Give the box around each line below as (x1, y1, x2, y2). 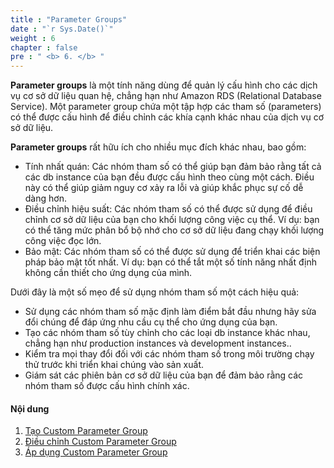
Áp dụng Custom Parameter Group (24, 446, 168, 458)
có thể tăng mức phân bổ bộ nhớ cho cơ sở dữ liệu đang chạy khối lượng (24, 224, 325, 236)
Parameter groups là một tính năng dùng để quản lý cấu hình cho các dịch (10, 79, 318, 91)
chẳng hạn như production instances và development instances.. (24, 337, 292, 350)
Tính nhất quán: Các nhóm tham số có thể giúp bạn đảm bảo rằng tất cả (24, 161, 322, 173)
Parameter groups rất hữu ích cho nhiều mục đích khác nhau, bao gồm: (10, 141, 307, 153)
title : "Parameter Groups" (10, 14, 128, 25)
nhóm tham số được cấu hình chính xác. (24, 380, 190, 392)
